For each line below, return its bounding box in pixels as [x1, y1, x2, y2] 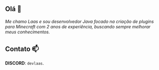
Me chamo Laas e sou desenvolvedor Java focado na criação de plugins [5, 18, 154, 24]
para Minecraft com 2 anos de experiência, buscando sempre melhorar [5, 23, 151, 29]
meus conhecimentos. [5, 29, 50, 35]
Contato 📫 [5, 45, 39, 53]
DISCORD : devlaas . [5, 60, 44, 66]
